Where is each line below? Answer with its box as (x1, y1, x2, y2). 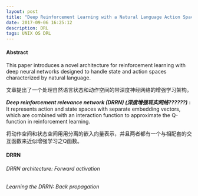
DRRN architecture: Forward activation (6, 165, 100, 172)
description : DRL (6, 25, 49, 31)
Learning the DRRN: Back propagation (6, 183, 100, 190)
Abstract (6, 48, 28, 56)
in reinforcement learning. (27, 118, 90, 125)
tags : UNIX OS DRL (6, 31, 51, 36)
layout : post (6, 8, 38, 15)
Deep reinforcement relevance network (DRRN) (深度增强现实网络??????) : (6, 99, 192, 106)
